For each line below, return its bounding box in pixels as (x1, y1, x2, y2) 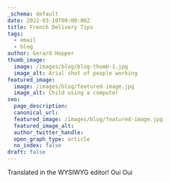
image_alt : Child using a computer (13, 89, 119, 96)
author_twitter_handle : (13, 129, 84, 136)
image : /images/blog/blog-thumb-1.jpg (13, 63, 129, 70)
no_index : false (13, 142, 62, 149)
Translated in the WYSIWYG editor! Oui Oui (7, 168, 133, 176)
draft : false (7, 149, 46, 156)
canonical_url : (13, 109, 59, 116)
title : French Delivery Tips (7, 23, 93, 30)
